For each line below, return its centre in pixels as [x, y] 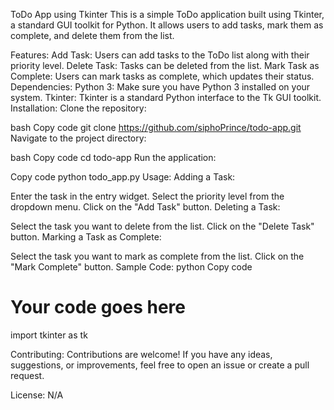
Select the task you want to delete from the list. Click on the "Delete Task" [162, 226]
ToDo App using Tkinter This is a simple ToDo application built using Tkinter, [167, 14]
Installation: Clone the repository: [78, 108]
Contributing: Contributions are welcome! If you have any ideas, [141, 354]
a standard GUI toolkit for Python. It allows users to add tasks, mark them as [167, 25]
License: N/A [37, 395]
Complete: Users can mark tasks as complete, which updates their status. [162, 76]
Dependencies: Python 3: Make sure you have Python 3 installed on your [160, 87]
